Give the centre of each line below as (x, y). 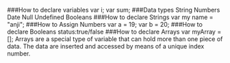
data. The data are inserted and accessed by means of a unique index (106, 46)
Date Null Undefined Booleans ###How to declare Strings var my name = (110, 17)
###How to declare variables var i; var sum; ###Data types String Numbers (114, 10)
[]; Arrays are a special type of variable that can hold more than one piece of (115, 39)
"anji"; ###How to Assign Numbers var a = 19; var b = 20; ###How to (105, 24)
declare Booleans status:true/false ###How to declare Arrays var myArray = (114, 32)
